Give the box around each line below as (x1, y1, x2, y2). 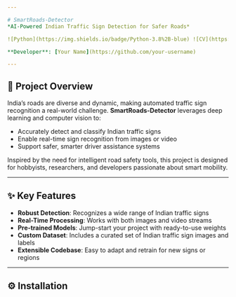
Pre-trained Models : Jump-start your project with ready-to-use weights (17, 223, 227, 232)
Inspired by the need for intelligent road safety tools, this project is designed (7, 156, 228, 165)
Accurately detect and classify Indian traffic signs (17, 127, 162, 136)
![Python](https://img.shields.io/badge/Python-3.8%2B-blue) (7, 36, 190, 43)
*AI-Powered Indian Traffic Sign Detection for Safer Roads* (7, 22, 190, 30)
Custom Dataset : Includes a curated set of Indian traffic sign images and (17, 230, 229, 239)
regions (17, 253, 40, 261)
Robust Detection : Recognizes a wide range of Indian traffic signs (17, 208, 209, 217)
